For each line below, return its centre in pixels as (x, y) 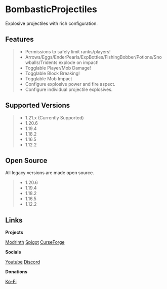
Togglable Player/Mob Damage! (58, 68)
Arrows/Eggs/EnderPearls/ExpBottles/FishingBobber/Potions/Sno (93, 57)
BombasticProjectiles (51, 9)
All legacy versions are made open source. (50, 173)
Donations (16, 272)
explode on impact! (78, 62)
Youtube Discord (23, 262)
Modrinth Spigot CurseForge (35, 242)
